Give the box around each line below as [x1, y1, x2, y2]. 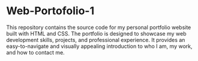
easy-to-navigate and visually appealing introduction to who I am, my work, [6, 43, 193, 50]
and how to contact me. [6, 49, 65, 56]
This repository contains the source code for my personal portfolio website [6, 24, 191, 31]
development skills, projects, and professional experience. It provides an [6, 36, 185, 43]
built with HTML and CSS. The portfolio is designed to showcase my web [6, 30, 187, 37]
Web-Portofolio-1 [6, 4, 95, 18]
